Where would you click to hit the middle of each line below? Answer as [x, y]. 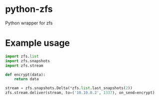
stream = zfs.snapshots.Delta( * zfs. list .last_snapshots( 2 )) [69, 88]
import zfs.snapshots [28, 61]
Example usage [38, 43]
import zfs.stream [24, 66]
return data [26, 79]
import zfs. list [22, 56]
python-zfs [29, 9]
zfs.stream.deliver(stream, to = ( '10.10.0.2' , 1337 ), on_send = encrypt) [80, 93]
